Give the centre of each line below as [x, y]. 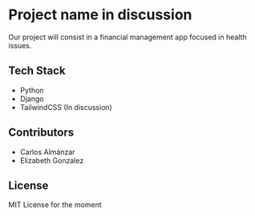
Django [32, 99]
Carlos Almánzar [47, 152]
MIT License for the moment [55, 205]
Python [32, 90]
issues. [20, 45]
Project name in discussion [100, 15]
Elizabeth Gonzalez [52, 160]
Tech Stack [37, 71]
